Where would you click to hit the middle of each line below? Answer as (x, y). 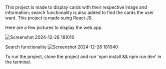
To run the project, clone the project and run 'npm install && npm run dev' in (83, 56)
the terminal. (18, 62)
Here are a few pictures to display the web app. (54, 27)
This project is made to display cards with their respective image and (76, 7)
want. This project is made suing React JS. (49, 18)
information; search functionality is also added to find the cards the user (79, 12)
